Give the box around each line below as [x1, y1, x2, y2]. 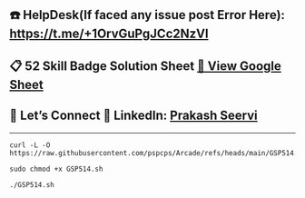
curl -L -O [9, 140, 51, 150]
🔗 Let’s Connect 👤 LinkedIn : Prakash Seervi [9, 108, 258, 124]
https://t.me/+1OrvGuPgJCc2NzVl [9, 26, 209, 42]
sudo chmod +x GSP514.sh [9, 164, 103, 173]
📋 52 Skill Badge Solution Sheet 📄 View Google [9, 58, 281, 74]
